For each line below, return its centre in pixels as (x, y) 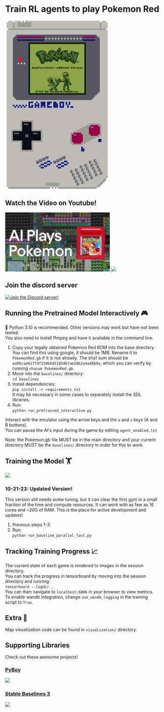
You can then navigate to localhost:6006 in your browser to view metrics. (79, 592)
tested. (12, 333)
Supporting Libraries (37, 645)
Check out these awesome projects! (41, 657)
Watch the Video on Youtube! (51, 203)
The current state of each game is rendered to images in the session (74, 566)
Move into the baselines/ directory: (48, 374)
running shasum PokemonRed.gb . (43, 368)
